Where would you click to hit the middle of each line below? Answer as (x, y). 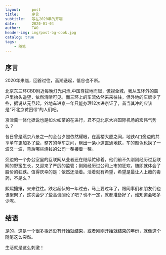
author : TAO (22, 28)
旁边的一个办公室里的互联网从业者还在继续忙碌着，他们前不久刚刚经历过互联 (83, 160)
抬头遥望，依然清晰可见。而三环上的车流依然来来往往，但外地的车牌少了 (87, 97)
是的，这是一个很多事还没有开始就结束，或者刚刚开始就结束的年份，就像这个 (83, 231)
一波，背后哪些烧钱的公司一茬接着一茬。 (55, 149)
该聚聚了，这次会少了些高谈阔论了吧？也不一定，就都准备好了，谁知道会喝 (81, 195)
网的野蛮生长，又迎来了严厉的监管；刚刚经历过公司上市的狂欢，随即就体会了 (83, 166)
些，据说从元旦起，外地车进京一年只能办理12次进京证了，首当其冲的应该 (79, 103)
